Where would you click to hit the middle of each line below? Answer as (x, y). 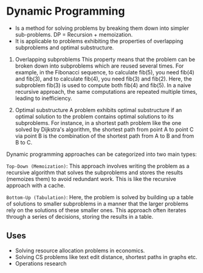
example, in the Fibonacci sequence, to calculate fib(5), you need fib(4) (105, 72)
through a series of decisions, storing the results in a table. (80, 216)
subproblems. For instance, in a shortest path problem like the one (98, 122)
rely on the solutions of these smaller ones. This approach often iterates (96, 210)
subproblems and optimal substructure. (64, 48)
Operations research (41, 263)
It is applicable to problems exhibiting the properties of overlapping (99, 41)
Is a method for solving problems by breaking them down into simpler (102, 28)
